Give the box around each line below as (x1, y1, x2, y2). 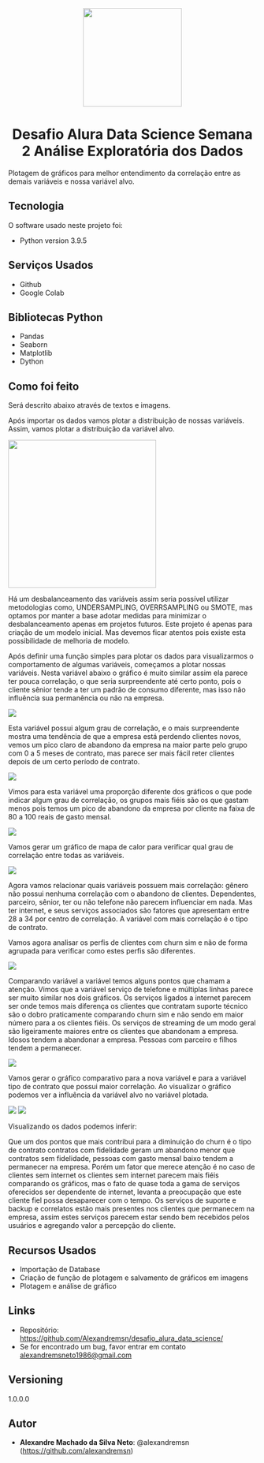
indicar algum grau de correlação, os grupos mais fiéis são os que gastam (8, 796, 249, 805)
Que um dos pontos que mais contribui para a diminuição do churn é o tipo (8, 1137, 252, 1147)
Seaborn (19, 340, 48, 349)
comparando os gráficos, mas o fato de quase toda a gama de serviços (8, 1179, 240, 1189)
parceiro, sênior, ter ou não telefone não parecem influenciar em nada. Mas (8, 898, 253, 907)
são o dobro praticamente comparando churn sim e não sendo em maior (8, 1010, 244, 1020)
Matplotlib (19, 349, 53, 358)
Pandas (19, 331, 45, 341)
